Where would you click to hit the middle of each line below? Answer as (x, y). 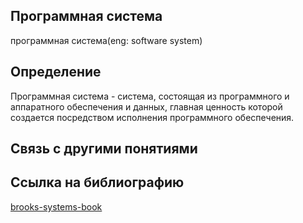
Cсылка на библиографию (97, 182)
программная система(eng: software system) (106, 40)
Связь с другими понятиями (104, 149)
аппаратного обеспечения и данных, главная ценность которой (146, 106)
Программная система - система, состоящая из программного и (150, 96)
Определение (56, 72)
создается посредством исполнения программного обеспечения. (152, 117)
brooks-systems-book (56, 206)
